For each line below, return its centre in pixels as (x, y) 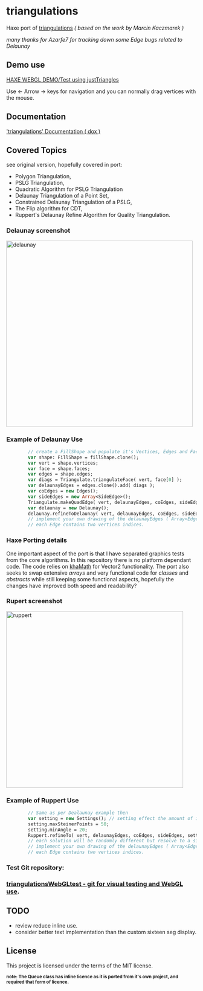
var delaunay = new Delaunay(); (69, 508)
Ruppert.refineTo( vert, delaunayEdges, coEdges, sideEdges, (107, 835)
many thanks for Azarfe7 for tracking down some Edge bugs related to (95, 39)
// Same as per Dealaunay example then (78, 813)
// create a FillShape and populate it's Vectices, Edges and (108, 451)
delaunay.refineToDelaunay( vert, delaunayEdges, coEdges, (104, 514)
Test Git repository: (35, 868)
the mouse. (20, 97)
